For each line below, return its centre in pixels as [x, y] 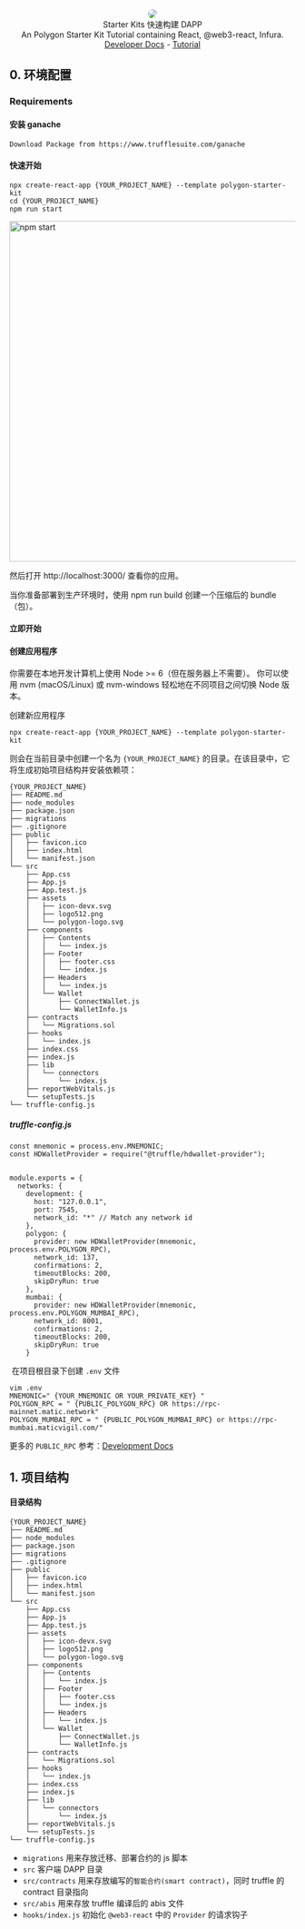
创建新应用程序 [37, 715]
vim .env [26, 1389]
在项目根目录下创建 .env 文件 [66, 1371]
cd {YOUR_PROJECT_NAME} [54, 201]
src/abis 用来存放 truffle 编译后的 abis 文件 [103, 1904]
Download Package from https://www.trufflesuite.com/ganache [128, 144]
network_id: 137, [66, 1258]
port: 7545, [56, 1210]
